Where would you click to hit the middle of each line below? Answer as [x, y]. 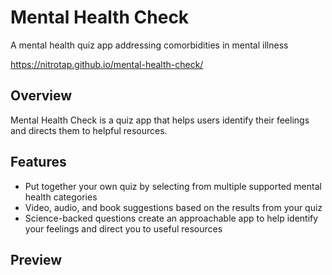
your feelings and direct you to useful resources [123, 228]
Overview [41, 96]
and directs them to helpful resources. [89, 130]
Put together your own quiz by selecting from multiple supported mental [173, 186]
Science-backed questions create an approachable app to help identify [171, 218]
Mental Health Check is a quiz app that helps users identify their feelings [160, 120]
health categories [61, 197]
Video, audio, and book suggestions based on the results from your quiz [173, 207]
